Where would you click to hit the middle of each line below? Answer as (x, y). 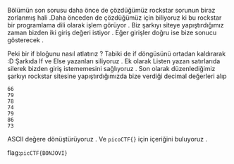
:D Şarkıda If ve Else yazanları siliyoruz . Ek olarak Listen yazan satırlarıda (114, 61)
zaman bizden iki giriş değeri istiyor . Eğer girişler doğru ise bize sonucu (112, 32)
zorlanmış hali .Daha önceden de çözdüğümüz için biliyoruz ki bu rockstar (115, 18)
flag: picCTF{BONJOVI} (38, 153)
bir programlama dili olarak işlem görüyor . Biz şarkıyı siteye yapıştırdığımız (116, 25)
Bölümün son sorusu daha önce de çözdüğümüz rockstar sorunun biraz (111, 10)
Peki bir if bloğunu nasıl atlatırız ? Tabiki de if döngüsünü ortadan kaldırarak (117, 53)
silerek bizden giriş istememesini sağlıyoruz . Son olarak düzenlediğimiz (111, 69)
